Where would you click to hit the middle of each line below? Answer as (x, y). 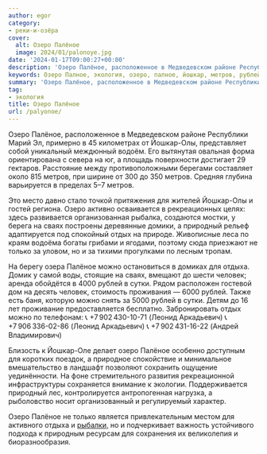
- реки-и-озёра (33, 30)
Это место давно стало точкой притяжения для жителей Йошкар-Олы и (131, 200)
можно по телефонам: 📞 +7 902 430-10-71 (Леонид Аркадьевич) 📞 (118, 317)
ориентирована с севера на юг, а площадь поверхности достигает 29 (127, 159)
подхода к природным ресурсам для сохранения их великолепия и (123, 433)
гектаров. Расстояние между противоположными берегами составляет (131, 168)
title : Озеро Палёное (44, 104)
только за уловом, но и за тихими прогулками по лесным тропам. (120, 251)
